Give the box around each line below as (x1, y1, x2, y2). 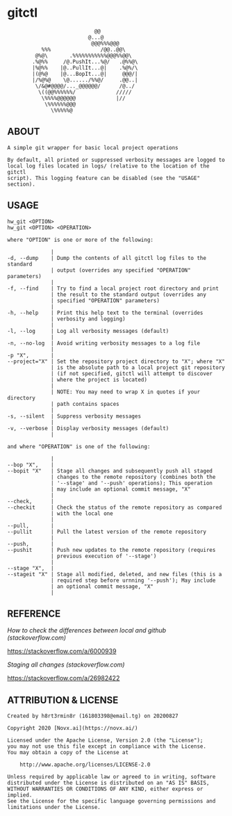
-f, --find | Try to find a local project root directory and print (7, 285, 219, 292)
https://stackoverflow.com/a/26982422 (7, 674, 120, 683)
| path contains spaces (51, 400, 119, 407)
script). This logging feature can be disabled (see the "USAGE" (7, 174, 200, 181)
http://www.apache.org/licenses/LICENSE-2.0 (19, 761, 151, 769)
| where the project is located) (51, 376, 148, 383)
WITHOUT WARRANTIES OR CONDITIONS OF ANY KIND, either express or (7, 785, 204, 793)
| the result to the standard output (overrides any (51, 291, 207, 298)
